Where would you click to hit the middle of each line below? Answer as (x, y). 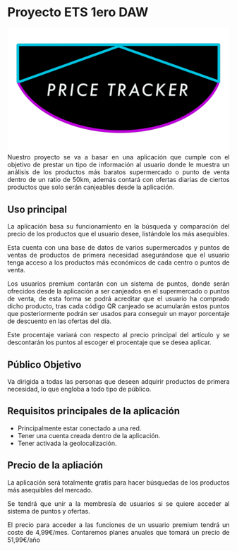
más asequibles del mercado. (50, 490)
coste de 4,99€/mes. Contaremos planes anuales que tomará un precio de (119, 532)
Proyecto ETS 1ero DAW (78, 12)
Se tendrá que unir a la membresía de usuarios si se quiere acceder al (119, 503)
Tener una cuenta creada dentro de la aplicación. (89, 435)
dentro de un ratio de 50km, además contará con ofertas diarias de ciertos (119, 180)
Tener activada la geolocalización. (67, 443)
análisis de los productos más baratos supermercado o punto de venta (119, 172)
